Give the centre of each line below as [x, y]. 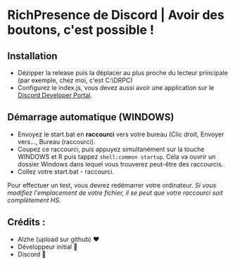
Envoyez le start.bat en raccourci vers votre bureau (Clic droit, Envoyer [121, 134]
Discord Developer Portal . [55, 95]
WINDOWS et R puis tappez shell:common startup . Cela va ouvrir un [116, 156]
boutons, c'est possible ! [81, 30]
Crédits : [26, 222]
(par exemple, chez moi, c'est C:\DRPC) [75, 80]
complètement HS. [34, 200]
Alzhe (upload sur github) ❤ [58, 239]
